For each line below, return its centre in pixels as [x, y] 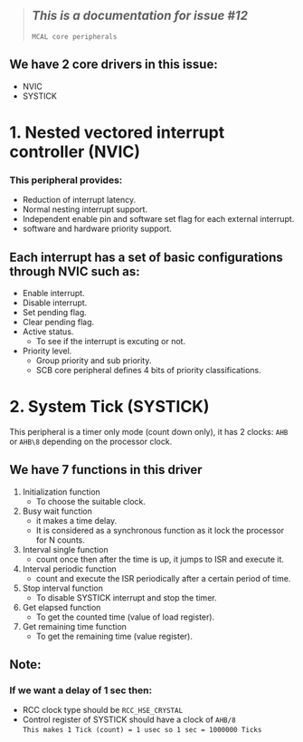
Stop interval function [63, 588]
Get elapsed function [62, 607]
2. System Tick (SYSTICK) [109, 407]
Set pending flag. [55, 312]
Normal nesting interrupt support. [85, 209]
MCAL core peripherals [74, 36]
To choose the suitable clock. [91, 501]
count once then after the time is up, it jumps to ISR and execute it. [160, 559]
